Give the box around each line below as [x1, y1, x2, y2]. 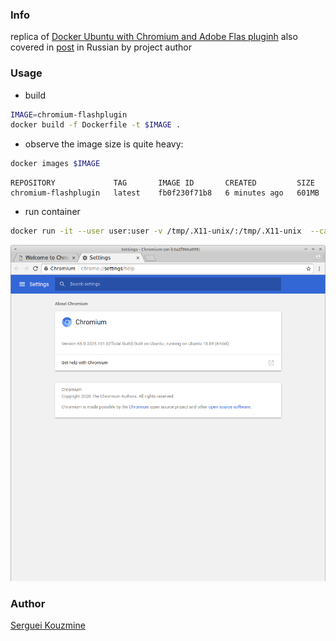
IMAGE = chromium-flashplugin [10, 109, 128, 120]
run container [24, 206, 81, 218]
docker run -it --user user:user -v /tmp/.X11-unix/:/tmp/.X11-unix [10, 226, 302, 237]
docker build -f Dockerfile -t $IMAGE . [10, 120, 182, 130]
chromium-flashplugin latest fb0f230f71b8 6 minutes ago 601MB [10, 188, 320, 198]
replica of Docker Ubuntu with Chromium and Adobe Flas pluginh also [10, 31, 298, 43]
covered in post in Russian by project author [10, 41, 193, 53]
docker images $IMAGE [10, 159, 101, 169]
